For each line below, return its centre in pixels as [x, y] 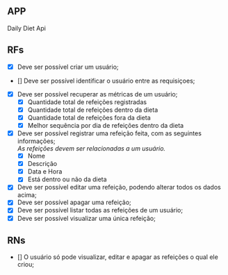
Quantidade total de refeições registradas [87, 102]
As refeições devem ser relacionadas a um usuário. [91, 149]
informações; [36, 141]
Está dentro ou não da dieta [67, 179]
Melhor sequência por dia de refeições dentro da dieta [106, 125]
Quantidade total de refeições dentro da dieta [93, 110]
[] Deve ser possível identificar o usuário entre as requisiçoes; [106, 81]
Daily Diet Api [27, 28]
